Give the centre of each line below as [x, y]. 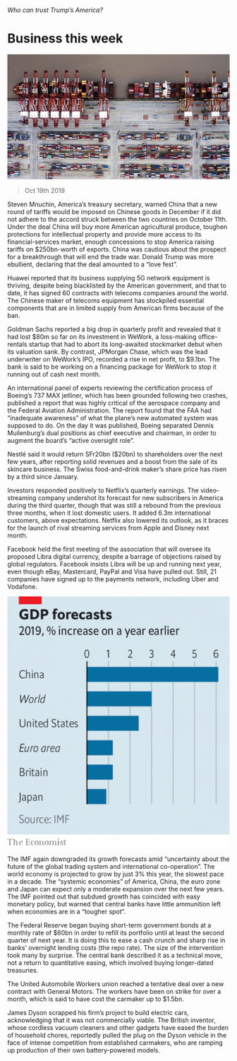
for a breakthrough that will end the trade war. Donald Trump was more [110, 257]
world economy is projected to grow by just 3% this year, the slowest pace [116, 874]
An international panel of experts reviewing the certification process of [110, 388]
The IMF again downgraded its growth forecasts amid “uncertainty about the [119, 859]
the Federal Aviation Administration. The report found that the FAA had [109, 410]
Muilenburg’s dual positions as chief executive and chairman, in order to [112, 433]
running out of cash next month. [54, 374]
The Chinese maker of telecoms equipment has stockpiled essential [106, 301]
